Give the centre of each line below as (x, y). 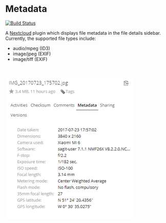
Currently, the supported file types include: (51, 38)
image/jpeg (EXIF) (32, 54)
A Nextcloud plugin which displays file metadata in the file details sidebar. (83, 33)
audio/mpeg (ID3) (31, 48)
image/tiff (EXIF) (30, 59)
